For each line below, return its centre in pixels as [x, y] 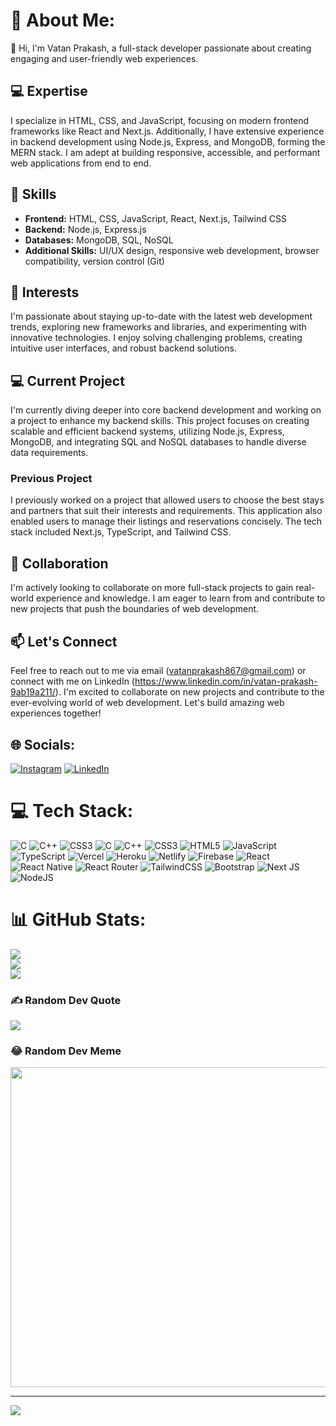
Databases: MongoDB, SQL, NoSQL [99, 240]
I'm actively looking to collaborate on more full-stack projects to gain [152, 588]
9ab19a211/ [33, 692]
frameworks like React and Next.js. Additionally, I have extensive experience [167, 131]
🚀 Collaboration [59, 563]
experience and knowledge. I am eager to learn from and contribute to [180, 598]
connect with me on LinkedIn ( [72, 681]
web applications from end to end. [81, 163]
